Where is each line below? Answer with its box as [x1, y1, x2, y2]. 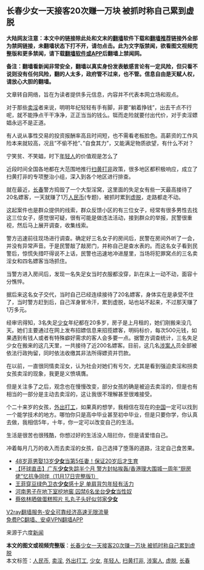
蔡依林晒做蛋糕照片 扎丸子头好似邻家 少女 [15, 495, 118, 502]
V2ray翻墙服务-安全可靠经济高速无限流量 [6, 508, 109, 515]
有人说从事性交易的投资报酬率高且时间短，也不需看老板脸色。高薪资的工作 [6, 131, 192, 139]
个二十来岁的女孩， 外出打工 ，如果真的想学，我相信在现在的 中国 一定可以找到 [6, 403, 198, 411]
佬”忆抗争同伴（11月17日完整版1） [15, 472, 99, 479]
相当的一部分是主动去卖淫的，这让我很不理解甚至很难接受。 [6, 390, 155, 397]
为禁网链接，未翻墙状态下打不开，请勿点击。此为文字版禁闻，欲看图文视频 [6, 42, 192, 49]
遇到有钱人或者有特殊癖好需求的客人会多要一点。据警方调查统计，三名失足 [11, 334, 198, 341]
